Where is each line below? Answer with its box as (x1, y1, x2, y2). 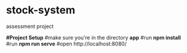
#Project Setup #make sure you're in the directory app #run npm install (6, 34, 181, 41)
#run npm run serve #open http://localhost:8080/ (6, 40, 127, 47)
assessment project (6, 23, 54, 30)
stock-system (6, 3, 75, 17)
